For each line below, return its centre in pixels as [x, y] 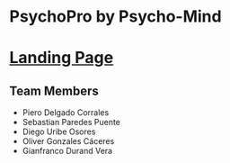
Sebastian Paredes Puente [71, 122]
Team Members [54, 91]
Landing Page [62, 58]
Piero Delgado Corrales [66, 113]
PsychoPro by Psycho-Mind [115, 17]
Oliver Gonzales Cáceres [68, 141]
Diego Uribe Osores [59, 131]
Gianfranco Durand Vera [67, 151]
